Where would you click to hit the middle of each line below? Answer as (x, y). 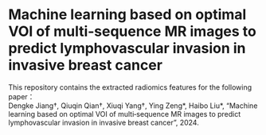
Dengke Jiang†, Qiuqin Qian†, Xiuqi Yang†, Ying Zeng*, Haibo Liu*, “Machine (133, 106)
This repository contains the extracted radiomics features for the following (130, 87)
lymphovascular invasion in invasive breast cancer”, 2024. (104, 122)
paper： (22, 96)
